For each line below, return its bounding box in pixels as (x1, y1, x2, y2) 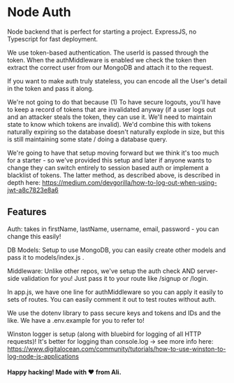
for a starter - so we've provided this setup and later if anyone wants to (7, 155, 212, 165)
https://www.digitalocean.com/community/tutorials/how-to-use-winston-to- (7, 344, 226, 353)
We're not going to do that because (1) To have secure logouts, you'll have (7, 97, 221, 106)
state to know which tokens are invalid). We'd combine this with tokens (7, 120, 212, 128)
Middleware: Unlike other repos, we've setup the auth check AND (7, 267, 196, 275)
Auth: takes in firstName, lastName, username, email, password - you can (7, 225, 219, 233)
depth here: (7, 178, 41, 186)
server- (196, 267, 219, 275)
